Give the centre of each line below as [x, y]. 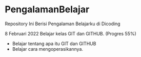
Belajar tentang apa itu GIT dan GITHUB [54, 43]
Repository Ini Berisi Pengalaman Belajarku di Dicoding [63, 24]
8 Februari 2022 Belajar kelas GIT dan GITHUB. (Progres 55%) [70, 33]
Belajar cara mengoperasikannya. [47, 49]
